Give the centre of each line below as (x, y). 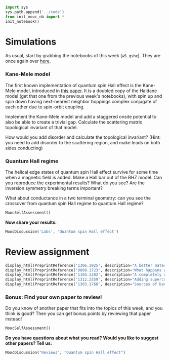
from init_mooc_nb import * (35, 17)
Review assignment (47, 252)
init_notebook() (22, 21)
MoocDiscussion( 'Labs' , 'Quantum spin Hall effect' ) (62, 231)
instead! (14, 319)
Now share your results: (31, 222)
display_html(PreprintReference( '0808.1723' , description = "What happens (83, 270)
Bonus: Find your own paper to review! (54, 297)
